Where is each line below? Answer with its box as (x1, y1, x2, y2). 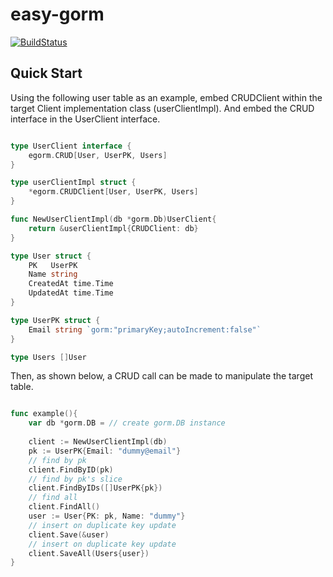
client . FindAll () (28, 502, 101, 512)
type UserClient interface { (10, 141, 132, 151)
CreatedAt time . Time (28, 279, 114, 289)
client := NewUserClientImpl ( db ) (28, 437, 168, 447)
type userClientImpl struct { (10, 178, 137, 188)
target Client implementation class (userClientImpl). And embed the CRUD (10, 102, 315, 114)
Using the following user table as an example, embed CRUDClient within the (10, 91, 323, 103)
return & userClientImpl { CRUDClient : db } (28, 223, 199, 233)
